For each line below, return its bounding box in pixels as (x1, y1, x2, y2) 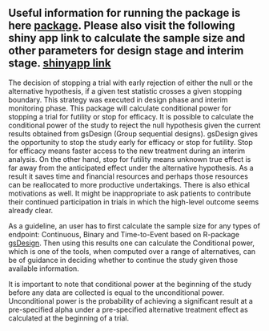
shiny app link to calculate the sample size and (8, 31, 246, 45)
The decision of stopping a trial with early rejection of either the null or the (8, 78, 254, 87)
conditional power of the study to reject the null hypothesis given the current (8, 120, 261, 130)
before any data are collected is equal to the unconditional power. (8, 288, 225, 297)
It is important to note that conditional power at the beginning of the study (8, 279, 252, 289)
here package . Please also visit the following (8, 19, 235, 33)
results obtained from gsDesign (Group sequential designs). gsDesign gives (8, 128, 259, 139)
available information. (8, 264, 80, 273)
